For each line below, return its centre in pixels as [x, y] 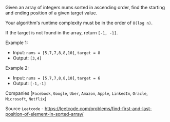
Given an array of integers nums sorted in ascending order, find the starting [85, 7]
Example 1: [17, 43]
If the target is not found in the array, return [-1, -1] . [62, 33]
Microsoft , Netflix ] [26, 99]
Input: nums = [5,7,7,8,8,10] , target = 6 [56, 78]
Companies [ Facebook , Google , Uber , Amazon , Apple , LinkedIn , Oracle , [77, 93]
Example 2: [17, 68]
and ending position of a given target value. [51, 13]
